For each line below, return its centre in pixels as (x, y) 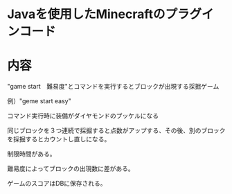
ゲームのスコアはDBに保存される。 (57, 184)
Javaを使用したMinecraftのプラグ (105, 14)
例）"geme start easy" (39, 101)
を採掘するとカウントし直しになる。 (59, 139)
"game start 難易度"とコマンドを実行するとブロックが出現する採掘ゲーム (113, 87)
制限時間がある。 (32, 154)
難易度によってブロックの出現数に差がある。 (71, 169)
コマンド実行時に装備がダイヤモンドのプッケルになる (83, 116)
